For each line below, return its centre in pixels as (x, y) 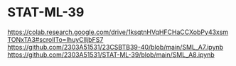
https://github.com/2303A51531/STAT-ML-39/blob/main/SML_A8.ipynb (111, 55)
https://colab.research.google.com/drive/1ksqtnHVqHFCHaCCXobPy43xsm (118, 32)
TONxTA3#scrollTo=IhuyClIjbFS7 (55, 39)
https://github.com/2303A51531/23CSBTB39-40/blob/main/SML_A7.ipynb (116, 47)
